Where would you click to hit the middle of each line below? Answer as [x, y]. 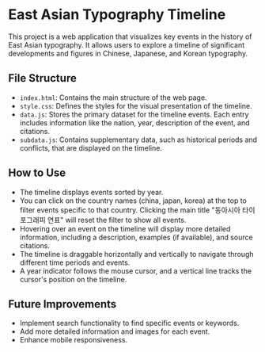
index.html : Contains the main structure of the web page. [113, 98]
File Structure [42, 78]
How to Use [37, 173]
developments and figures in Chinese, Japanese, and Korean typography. [128, 53]
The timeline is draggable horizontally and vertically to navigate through [137, 254]
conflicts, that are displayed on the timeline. [91, 147]
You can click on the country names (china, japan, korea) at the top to [133, 201]
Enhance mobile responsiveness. [74, 340]
